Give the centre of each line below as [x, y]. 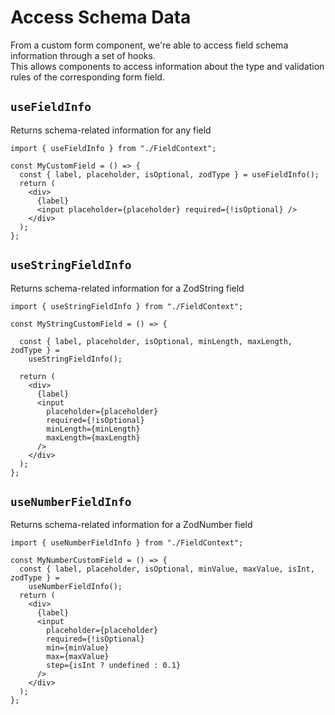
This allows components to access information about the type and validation [167, 66]
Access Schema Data [101, 17]
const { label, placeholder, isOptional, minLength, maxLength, [156, 341]
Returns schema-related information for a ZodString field [127, 288]
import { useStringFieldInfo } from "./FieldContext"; [127, 306]
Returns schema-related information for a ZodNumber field [131, 525]
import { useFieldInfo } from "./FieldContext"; [113, 148]
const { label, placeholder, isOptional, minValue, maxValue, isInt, [167, 569]
